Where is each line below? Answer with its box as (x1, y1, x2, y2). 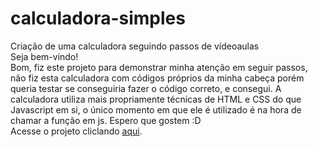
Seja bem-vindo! (10, 50, 79, 62)
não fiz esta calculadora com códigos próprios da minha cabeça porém (10, 72, 305, 84)
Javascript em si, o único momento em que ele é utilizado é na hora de (10, 103, 302, 116)
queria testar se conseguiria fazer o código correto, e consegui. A (10, 82, 282, 94)
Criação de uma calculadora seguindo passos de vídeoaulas (10, 40, 260, 52)
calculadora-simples (10, 7, 186, 30)
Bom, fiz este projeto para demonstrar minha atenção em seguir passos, (10, 61, 308, 73)
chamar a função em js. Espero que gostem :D (10, 114, 202, 126)
